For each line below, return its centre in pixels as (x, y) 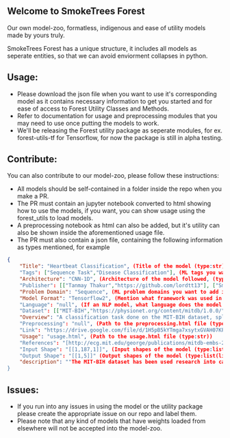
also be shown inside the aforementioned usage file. (91, 233)
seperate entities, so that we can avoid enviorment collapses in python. (107, 56)
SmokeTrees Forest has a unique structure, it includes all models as (102, 48)
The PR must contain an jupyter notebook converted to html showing (114, 204)
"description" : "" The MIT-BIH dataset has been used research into (118, 362)
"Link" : (30, 330)
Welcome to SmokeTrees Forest (76, 11)
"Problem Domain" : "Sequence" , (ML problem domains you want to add (119, 292)
